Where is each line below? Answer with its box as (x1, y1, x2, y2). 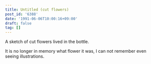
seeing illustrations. (5, 53, 45, 59)
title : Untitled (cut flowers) (5, 7, 69, 12)
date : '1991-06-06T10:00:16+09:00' (5, 16, 78, 21)
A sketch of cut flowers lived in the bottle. (5, 39, 89, 44)
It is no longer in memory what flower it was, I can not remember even (5, 48, 147, 54)
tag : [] (5, 25, 21, 30)
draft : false (5, 21, 32, 26)
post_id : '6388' (5, 12, 38, 17)
